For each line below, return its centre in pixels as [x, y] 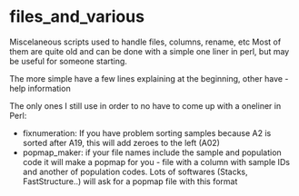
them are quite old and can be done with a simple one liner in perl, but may [149, 51]
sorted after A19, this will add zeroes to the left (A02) [121, 142]
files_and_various [77, 17]
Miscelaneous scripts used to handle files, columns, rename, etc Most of [145, 42]
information [49, 88]
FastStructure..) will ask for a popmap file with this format [130, 181]
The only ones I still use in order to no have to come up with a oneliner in [145, 105]
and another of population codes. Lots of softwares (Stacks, [135, 171]
